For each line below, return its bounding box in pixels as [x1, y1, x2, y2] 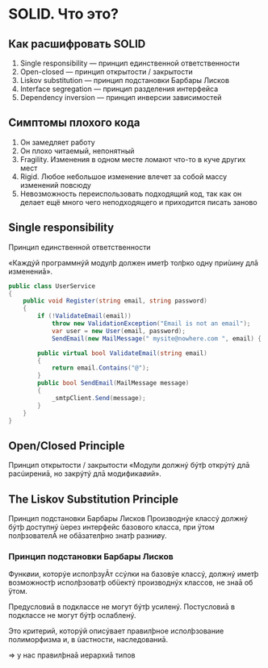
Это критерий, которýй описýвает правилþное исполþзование [8, 626, 224, 636]
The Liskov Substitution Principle [8, 492, 179, 506]
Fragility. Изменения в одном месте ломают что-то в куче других [19, 154, 246, 164]
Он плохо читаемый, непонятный [19, 146, 135, 156]
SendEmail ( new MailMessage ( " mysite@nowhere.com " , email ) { [51, 334, 262, 343]
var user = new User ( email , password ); [51, 327, 186, 335]
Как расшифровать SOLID [8, 37, 146, 51]
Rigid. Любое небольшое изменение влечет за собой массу [19, 171, 228, 182]
